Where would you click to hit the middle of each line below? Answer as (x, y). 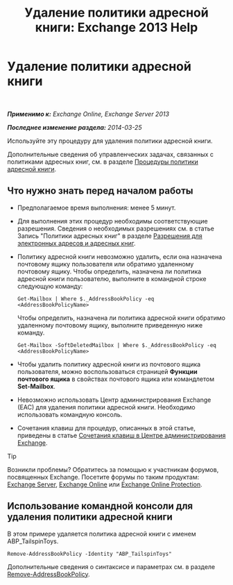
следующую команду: (50, 286)
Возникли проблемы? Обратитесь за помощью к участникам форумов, (113, 469)
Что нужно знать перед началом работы (100, 191)
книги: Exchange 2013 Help (116, 27)
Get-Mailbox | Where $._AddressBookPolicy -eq (86, 299)
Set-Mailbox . (36, 386)
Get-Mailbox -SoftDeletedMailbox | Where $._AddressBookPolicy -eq (116, 345)
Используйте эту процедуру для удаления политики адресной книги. (110, 141)
